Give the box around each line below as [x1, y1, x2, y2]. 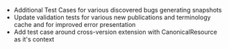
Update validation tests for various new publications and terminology [13, 13, 211, 21]
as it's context [13, 35, 54, 43]
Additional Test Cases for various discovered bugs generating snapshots [13, 6, 222, 14]
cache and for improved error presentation [13, 21, 136, 28]
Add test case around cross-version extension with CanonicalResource [13, 28, 217, 36]
